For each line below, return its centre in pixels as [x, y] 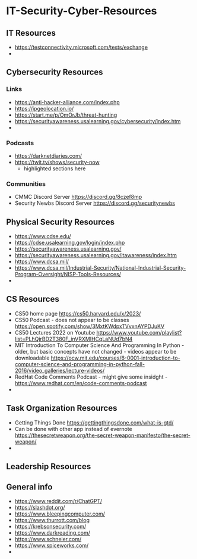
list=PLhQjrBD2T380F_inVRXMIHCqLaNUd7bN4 [74, 339]
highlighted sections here [55, 168]
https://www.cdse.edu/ [43, 236]
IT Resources [31, 33]
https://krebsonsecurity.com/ [50, 526]
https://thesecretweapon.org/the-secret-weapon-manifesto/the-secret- [103, 435]
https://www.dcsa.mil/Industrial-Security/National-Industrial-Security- [100, 268]
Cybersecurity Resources [55, 72]
